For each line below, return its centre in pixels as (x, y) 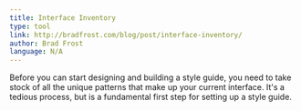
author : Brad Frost (47, 43)
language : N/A (36, 52)
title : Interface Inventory (63, 18)
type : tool (30, 26)
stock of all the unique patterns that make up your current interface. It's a (147, 87)
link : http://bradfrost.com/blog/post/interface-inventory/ (126, 35)
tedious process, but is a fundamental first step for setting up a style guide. (150, 97)
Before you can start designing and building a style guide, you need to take (150, 77)
